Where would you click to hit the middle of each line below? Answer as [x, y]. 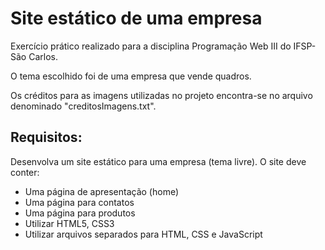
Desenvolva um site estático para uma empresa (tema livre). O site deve [158, 161]
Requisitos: [46, 137]
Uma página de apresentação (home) [102, 191]
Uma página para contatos [79, 202]
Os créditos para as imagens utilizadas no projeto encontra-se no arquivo [161, 95]
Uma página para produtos [80, 213]
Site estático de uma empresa [136, 18]
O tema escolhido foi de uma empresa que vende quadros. [131, 76]
